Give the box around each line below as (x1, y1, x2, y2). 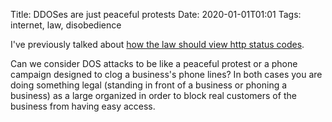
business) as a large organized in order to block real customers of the (10, 90, 297, 101)
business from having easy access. (10, 100, 156, 112)
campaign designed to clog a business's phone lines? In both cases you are (10, 69, 323, 80)
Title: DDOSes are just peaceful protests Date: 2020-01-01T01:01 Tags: (10, 9, 302, 20)
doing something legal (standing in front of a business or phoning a (10, 79, 288, 91)
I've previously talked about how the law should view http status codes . (10, 39, 305, 50)
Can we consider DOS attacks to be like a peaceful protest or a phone (10, 58, 298, 69)
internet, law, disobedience (10, 19, 122, 31)
